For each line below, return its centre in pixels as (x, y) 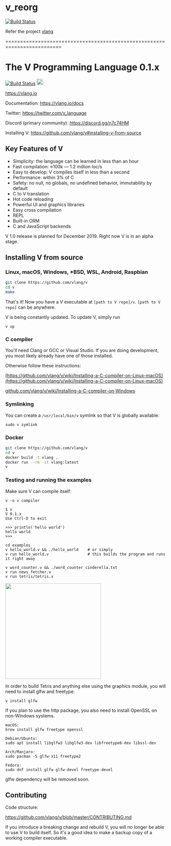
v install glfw (21, 701)
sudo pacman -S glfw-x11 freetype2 (43, 756)
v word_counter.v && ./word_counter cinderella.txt (61, 567)
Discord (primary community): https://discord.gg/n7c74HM (67, 123)
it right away (20, 558)
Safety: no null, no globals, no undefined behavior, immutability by (82, 183)
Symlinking (20, 404)
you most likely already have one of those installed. (59, 356)
